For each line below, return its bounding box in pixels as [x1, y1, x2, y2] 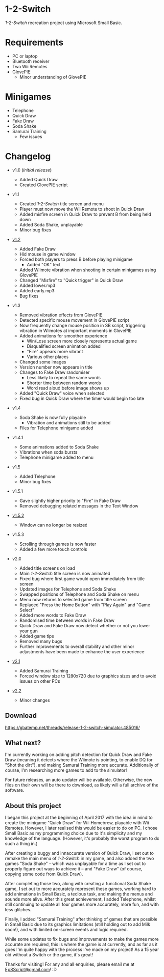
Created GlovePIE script [19, 182, 68, 188]
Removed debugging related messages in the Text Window [19, 502, 139, 509]
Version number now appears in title [19, 364, 93, 370]
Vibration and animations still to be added [26, 419, 111, 425]
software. [5, 787, 24, 793]
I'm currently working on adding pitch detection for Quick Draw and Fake [5, 752, 152, 757]
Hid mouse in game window [19, 251, 76, 257]
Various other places [26, 354, 69, 360]
